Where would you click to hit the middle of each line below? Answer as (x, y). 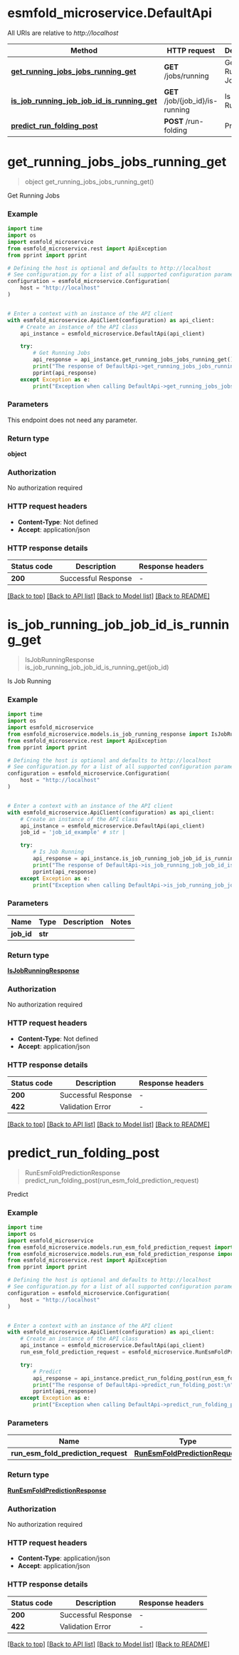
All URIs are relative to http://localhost (63, 33)
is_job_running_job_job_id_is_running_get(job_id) (97, 667)
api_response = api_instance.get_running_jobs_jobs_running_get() (133, 360)
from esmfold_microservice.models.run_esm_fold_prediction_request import (121, 1247)
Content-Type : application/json (64, 1558)
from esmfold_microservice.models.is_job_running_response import (108, 734)
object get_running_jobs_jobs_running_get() (89, 181)
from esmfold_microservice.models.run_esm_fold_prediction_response (111, 1254)
